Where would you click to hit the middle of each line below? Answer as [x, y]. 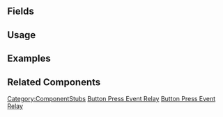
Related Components [54, 82]
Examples [29, 58]
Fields [21, 11]
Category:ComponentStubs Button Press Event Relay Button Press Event [111, 98]
